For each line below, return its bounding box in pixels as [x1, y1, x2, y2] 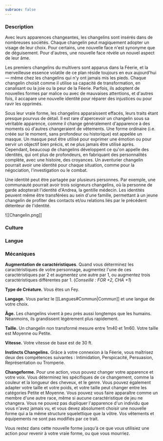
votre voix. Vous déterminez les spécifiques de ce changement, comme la [5, 374, 154, 381]
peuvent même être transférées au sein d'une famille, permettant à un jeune [5, 192, 158, 198]
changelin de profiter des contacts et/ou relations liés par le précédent [5, 197, 147, 203]
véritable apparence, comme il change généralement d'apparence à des [5, 120, 150, 126]
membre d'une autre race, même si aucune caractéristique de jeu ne [5, 395, 143, 401]
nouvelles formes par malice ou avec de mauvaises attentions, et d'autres [5, 90, 154, 96]
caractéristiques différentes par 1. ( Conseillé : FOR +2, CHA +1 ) [5, 277, 132, 283]
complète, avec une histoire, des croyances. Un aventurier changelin [5, 157, 143, 162]
